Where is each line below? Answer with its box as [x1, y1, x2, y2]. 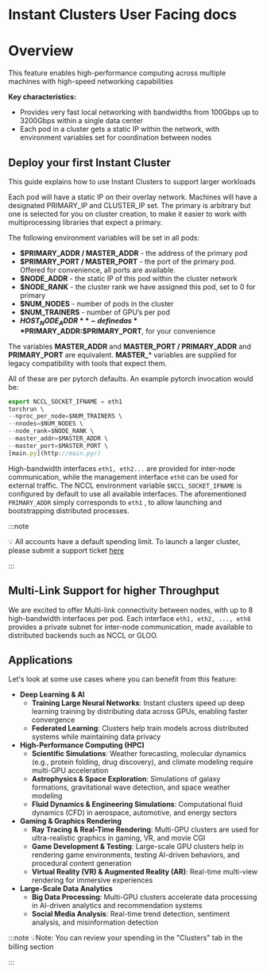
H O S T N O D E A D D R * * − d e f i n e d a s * [19, 315, 137, 327]
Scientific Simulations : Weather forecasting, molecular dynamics [31, 749, 246, 759]
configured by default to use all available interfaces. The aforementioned [8, 488, 246, 498]
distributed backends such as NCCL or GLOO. [8, 630, 159, 640]
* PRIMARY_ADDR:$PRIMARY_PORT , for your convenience [19, 326, 216, 335]
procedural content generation [31, 859, 133, 868]
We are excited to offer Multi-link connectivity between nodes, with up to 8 [8, 605, 253, 615]
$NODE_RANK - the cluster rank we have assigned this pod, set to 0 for [19, 282, 256, 292]
